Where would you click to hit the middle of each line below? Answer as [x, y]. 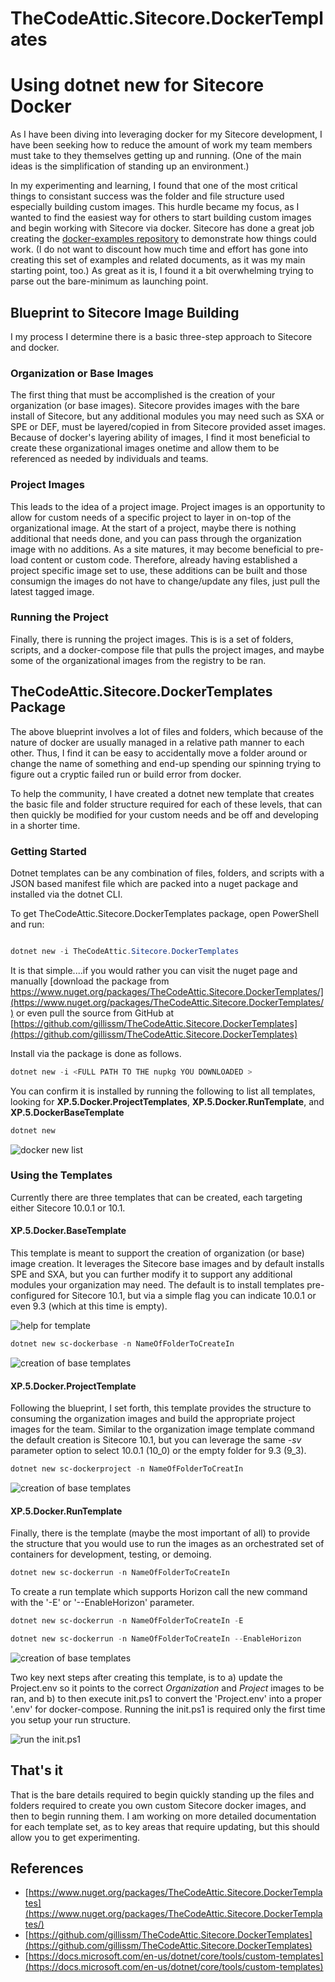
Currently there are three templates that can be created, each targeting [156, 1197]
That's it [37, 1770]
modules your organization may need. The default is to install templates [157, 1285]
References [47, 1868]
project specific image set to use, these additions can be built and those [159, 570]
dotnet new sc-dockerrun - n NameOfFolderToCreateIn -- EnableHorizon [156, 1638]
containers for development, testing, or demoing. [111, 1554]
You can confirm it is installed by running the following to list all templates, [163, 1091]
